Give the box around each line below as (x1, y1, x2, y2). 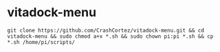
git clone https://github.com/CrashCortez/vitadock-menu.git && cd (7, 27, 205, 34)
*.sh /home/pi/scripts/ (7, 38, 76, 45)
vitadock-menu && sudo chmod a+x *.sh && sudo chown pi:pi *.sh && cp (7, 32, 214, 40)
